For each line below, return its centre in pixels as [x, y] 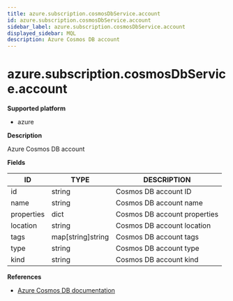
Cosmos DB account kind [157, 260]
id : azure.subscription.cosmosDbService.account [79, 20]
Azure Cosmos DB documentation [66, 291]
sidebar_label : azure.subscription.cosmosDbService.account [97, 27]
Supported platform [37, 108]
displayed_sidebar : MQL [42, 33]
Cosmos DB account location [163, 226]
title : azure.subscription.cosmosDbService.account [84, 14]
